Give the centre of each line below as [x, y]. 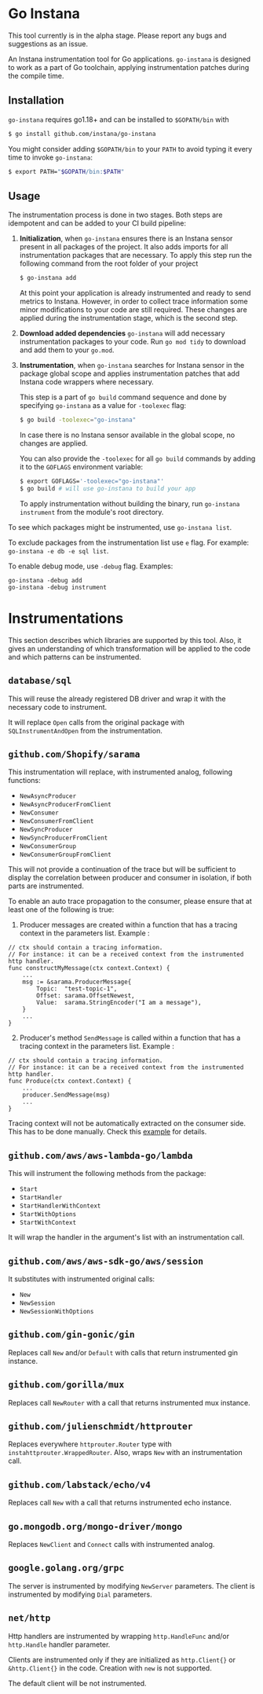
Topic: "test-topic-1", [77, 989]
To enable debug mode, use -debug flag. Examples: [91, 566]
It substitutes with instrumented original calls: [82, 1279]
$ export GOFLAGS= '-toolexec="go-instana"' [92, 481]
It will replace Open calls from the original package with [96, 722]
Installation [36, 100]
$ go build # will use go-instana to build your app [108, 488]
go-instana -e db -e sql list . [58, 550]
